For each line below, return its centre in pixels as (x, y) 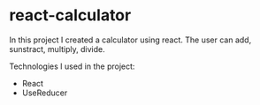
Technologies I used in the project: (72, 66)
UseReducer (45, 93)
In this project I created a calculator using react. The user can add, (130, 40)
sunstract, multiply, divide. (57, 49)
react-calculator (70, 15)
